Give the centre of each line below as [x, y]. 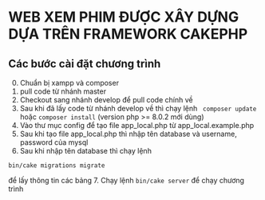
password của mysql [54, 142]
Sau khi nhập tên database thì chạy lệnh [85, 151]
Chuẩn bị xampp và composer [69, 83]
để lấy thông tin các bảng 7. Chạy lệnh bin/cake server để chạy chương [127, 180]
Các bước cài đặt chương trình [85, 64]
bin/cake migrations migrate [57, 166]
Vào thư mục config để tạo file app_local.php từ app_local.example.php [137, 125]
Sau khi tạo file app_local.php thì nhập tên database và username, [128, 134]
